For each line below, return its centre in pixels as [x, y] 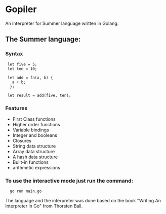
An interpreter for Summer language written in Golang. [62, 23]
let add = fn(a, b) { [30, 78]
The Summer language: [43, 39]
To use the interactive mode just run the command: [69, 181]
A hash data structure [35, 157]
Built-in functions [31, 162]
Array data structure [34, 151]
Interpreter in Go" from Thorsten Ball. [44, 206]
